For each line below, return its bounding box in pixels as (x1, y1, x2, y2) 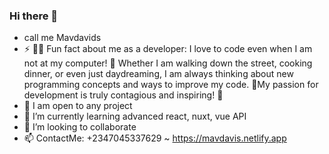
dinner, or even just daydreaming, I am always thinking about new (23, 68, 294, 80)
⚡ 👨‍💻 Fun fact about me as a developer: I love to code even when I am (23, 43, 313, 55)
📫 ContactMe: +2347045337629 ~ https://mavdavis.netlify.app (23, 132, 287, 144)
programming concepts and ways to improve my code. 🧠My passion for (23, 79, 319, 91)
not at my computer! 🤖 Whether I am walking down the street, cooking (23, 57, 313, 69)
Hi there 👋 (9, 9, 59, 23)
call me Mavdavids (23, 32, 102, 44)
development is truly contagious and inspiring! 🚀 (23, 89, 224, 101)
